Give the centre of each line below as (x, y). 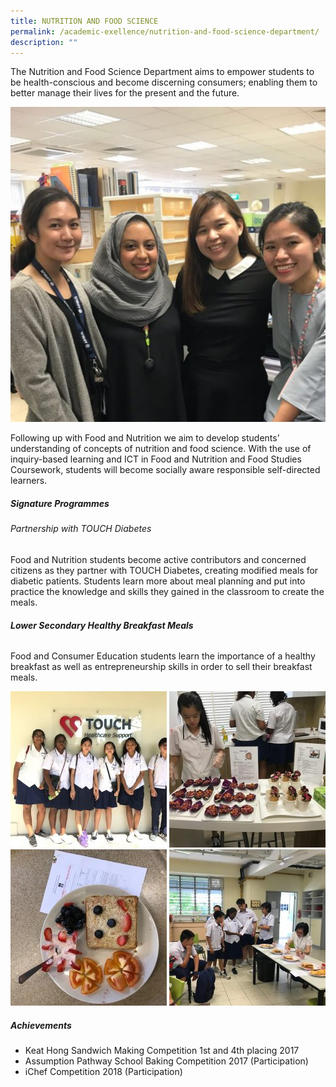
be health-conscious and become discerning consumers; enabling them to (164, 82)
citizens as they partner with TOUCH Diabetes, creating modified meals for (164, 570)
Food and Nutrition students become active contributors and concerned (158, 559)
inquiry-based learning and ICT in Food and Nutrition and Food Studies (156, 459)
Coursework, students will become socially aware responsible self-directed (165, 470)
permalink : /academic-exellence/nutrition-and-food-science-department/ (165, 31)
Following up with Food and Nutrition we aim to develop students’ (145, 438)
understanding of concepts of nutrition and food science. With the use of (161, 449)
